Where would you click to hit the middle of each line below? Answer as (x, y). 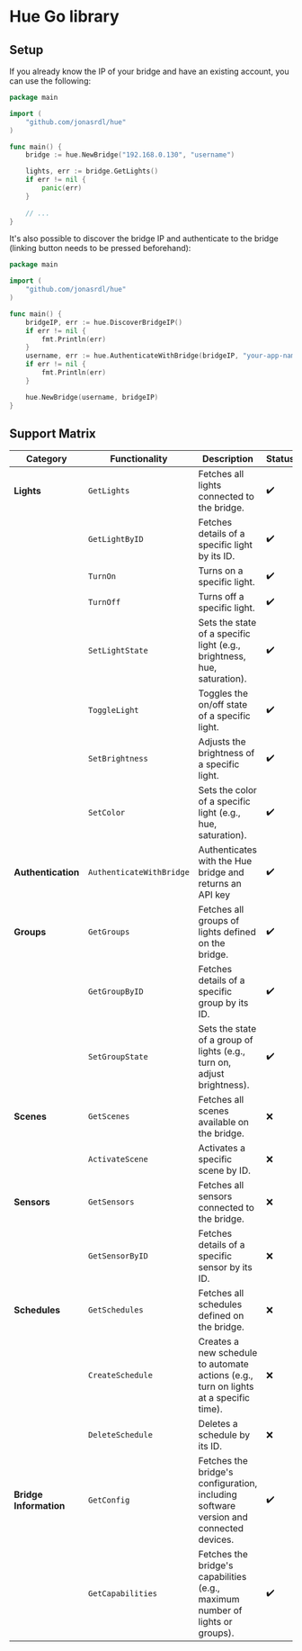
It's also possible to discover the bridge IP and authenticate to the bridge (144, 239)
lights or (215, 1622)
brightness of (226, 753)
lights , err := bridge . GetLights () (92, 171)
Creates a (219, 1341)
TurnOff (105, 602)
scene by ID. (225, 1170)
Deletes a (218, 1424)
